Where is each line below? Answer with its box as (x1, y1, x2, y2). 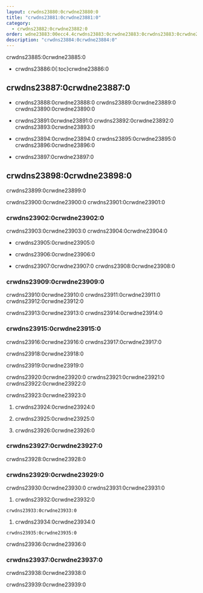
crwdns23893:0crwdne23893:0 (14, 123, 95, 131)
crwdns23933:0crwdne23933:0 (6, 508, 77, 514)
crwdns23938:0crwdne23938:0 (6, 569, 86, 577)
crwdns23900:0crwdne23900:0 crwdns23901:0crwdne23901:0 (6, 198, 166, 206)
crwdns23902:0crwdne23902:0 (6, 213, 105, 222)
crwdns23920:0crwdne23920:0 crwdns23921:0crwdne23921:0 (6, 373, 165, 381)
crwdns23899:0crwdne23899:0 (6, 187, 86, 194)
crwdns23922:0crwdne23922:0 (6, 380, 86, 387)
